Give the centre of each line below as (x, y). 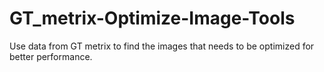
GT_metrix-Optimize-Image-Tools (152, 18)
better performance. (51, 56)
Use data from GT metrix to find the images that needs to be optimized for (162, 46)
